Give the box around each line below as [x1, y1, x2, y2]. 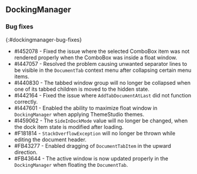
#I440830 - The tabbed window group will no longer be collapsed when [14, 79, 191, 86]
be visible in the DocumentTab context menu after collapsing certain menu [14, 67, 192, 74]
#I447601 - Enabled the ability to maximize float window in [14, 104, 158, 112]
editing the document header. [14, 136, 87, 143]
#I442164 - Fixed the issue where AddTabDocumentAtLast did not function [14, 91, 192, 99]
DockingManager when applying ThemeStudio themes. [14, 110, 145, 118]
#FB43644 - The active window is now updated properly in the [14, 154, 169, 162]
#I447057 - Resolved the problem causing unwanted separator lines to [14, 60, 188, 67]
